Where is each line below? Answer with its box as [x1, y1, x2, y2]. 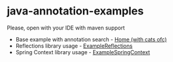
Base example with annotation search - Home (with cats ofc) [15, 36, 167, 43]
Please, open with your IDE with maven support [7, 24, 125, 31]
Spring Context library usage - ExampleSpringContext [15, 48, 151, 55]
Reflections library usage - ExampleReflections [15, 42, 132, 49]
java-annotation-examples [7, 4, 144, 18]
